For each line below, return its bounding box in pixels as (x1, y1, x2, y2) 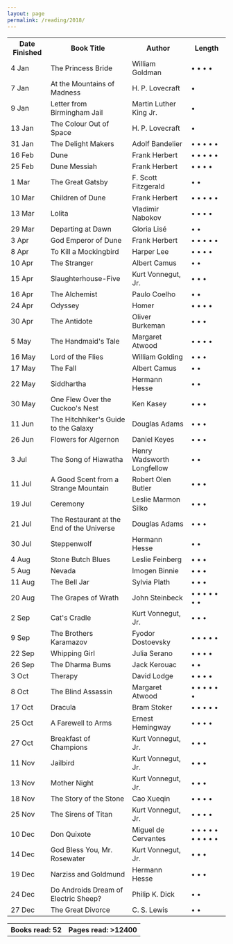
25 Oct (10, 718, 33, 728)
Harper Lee (132, 246, 169, 256)
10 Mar (10, 193, 35, 202)
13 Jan (10, 123, 34, 133)
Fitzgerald (132, 182, 165, 191)
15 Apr (10, 273, 33, 283)
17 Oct (10, 702, 33, 712)
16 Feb (10, 150, 34, 160)
